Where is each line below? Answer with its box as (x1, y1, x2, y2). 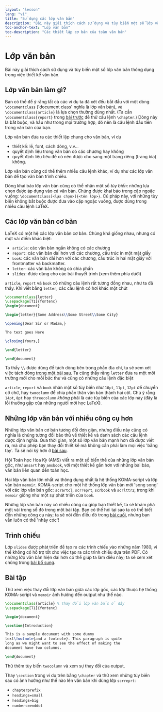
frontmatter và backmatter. (12, 260, 66, 266)
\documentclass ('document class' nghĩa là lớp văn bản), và (5, 104, 123, 110)
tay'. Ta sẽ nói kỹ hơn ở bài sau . (5, 447, 68, 454)
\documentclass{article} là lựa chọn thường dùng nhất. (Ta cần (5, 109, 132, 115)
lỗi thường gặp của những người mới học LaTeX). (5, 400, 102, 406)
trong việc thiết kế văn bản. (5, 71, 60, 78)
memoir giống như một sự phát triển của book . (5, 492, 95, 498)
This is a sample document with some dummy (5, 632, 95, 637)
